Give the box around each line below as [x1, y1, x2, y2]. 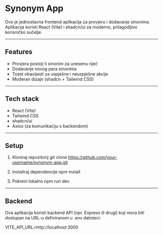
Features [5, 48, 33, 56]
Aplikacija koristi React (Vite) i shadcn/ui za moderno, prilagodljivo [5, 24, 138, 30]
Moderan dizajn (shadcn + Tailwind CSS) [12, 76, 94, 82]
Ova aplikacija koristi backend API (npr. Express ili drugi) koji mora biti [5, 210, 145, 216]
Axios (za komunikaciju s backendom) [12, 123, 88, 129]
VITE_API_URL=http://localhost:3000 [5, 224, 79, 230]
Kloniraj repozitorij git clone [12, 155, 67, 160]
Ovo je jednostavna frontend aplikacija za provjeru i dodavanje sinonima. [5, 19, 150, 25]
